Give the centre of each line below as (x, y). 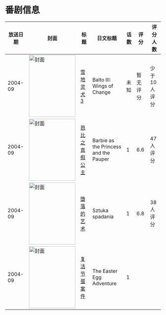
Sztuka (100, 210)
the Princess (107, 147)
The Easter (105, 271)
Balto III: (102, 80)
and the (101, 153)
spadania (103, 216)
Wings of (103, 86)
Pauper (101, 159)
